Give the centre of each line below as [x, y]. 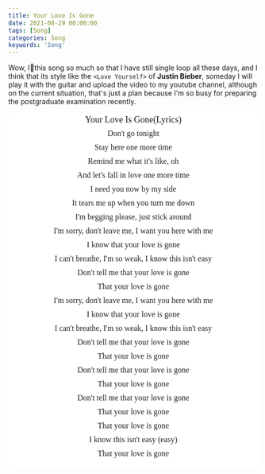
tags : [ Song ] [30, 30]
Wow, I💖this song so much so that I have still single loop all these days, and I [133, 68]
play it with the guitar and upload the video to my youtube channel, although [133, 85]
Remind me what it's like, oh [133, 161]
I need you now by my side [133, 189]
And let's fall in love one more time [133, 175]
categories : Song [37, 38]
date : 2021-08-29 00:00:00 [53, 23]
